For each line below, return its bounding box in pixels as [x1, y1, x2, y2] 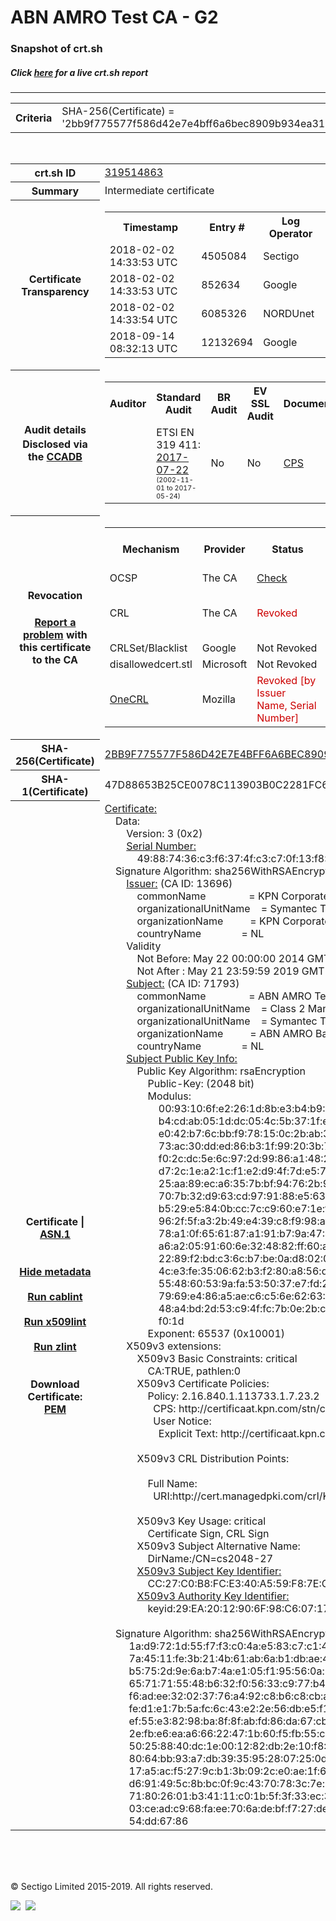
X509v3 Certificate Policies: [136, 1376, 270, 1390]
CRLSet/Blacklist [109, 641, 188, 655]
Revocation [27, 589, 83, 603]
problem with [23, 628, 88, 642]
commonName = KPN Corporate [136, 889, 330, 903]
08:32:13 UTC [109, 341, 178, 355]
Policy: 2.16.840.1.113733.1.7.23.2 [147, 1389, 320, 1403]
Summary [31, 184, 80, 198]
